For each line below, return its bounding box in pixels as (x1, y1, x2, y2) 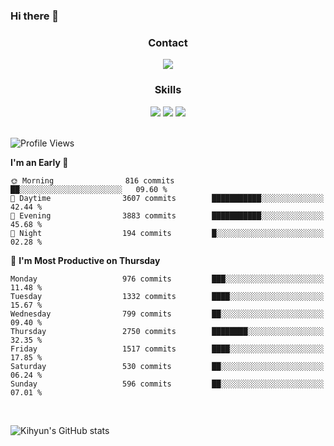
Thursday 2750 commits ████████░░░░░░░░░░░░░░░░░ (10, 326, 325, 336)
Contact (148, 35, 188, 49)
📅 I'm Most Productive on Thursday (10, 254, 161, 266)
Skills (154, 83, 182, 97)
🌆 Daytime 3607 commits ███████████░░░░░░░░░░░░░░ (10, 193, 325, 203)
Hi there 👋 (10, 9, 60, 23)
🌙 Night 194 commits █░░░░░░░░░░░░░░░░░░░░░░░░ (10, 228, 325, 238)
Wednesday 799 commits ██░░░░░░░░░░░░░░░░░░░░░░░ (10, 309, 325, 319)
